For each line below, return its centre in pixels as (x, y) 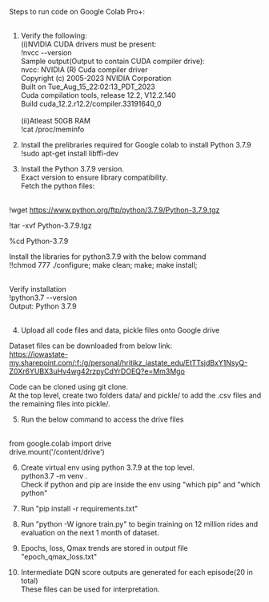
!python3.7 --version (43, 297)
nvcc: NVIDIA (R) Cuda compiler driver (84, 70)
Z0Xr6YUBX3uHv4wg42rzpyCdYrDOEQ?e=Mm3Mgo (97, 371)
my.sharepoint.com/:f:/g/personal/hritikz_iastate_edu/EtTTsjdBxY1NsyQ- (128, 363)
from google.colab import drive (60, 443)
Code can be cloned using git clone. (69, 387)
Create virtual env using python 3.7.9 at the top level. (108, 467)
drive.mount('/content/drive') (57, 452)
